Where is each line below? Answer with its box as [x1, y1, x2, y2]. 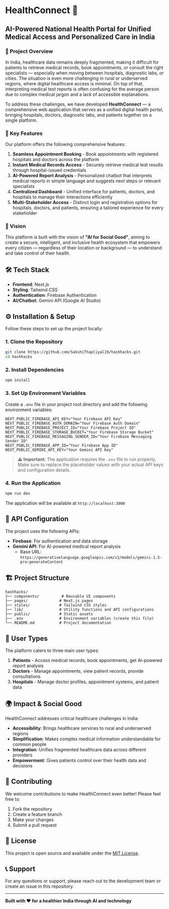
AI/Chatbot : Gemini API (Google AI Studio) [12, 297, 101, 304]
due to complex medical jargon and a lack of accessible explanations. [5, 91, 149, 97]
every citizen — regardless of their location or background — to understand [5, 245, 162, 251]
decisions [12, 763, 33, 769]
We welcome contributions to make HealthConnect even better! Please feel [5, 790, 161, 797]
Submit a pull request [12, 822, 57, 828]
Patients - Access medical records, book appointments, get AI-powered [12, 658, 162, 664]
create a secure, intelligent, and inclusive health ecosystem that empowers [5, 239, 160, 245]
